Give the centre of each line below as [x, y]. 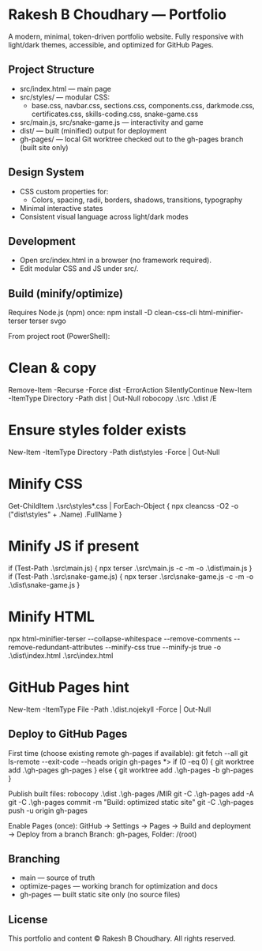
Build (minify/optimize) [66, 293]
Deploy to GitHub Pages [68, 734]
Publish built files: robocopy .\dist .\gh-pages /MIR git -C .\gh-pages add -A [131, 793]
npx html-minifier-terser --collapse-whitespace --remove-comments [120, 638]
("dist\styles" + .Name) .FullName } [65, 514]
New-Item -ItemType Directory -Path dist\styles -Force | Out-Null [114, 453]
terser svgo [48, 321]
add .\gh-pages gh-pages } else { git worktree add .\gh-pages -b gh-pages [131, 770]
